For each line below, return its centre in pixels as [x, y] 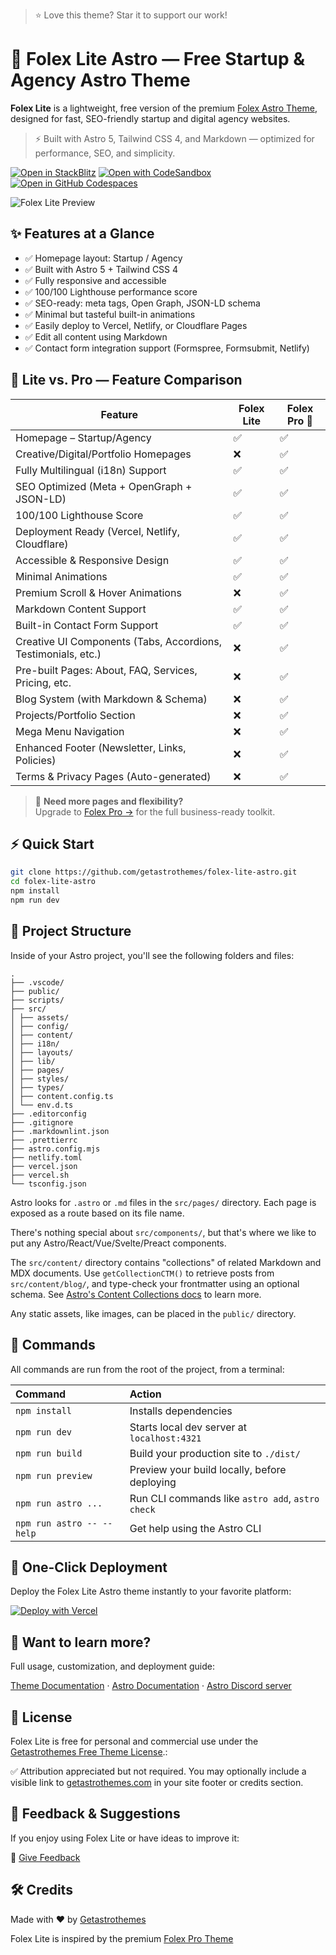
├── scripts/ [37, 1000]
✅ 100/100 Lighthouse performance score [111, 291]
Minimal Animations [61, 576]
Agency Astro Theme [100, 80]
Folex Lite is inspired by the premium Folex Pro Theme [122, 1938]
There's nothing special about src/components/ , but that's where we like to [163, 1232]
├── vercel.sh [40, 1175]
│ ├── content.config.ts [62, 1096]
